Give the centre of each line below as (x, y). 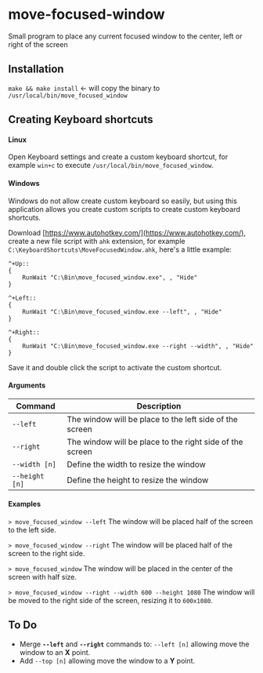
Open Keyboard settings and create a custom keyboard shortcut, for (118, 157)
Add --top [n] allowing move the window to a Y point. (107, 660)
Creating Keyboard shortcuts (81, 120)
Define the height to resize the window (138, 480)
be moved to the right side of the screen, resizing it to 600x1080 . (111, 600)
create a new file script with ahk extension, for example (97, 241)
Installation (36, 69)
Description (159, 406)
